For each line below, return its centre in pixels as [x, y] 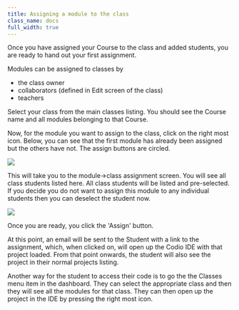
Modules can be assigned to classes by [65, 69]
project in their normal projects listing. [63, 262]
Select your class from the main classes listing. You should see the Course [117, 112]
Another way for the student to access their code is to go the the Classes [115, 276]
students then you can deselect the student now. [79, 199]
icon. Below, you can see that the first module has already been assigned [115, 141]
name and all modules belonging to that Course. [78, 119]
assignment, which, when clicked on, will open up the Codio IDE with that [115, 247]
